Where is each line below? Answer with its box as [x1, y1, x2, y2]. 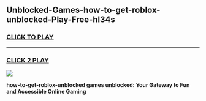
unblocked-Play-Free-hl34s [6, 15, 115, 25]
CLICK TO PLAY [6, 33, 54, 42]
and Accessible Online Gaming [6, 88, 86, 95]
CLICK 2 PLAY [6, 56, 49, 64]
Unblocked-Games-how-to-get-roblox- [6, 5, 161, 15]
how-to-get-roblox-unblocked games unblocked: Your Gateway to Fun [6, 81, 190, 88]
